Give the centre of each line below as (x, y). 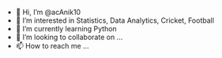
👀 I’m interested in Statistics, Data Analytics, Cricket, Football (115, 20)
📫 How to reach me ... (52, 46)
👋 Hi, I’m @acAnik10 (48, 12)
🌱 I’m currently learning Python (66, 29)
